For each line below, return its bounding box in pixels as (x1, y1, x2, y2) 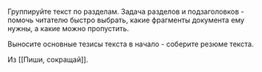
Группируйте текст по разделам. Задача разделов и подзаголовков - (7, 7, 245, 16)
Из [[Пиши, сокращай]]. (7, 55, 89, 64)
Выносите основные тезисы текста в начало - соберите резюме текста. (7, 39, 254, 49)
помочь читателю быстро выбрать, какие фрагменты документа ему (7, 15, 245, 25)
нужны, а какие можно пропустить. (7, 24, 130, 33)
